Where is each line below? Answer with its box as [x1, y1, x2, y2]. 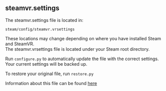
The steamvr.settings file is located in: [5, 17, 83, 23]
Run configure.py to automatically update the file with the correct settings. [5, 56, 159, 62]
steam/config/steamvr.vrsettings [5, 27, 75, 32]
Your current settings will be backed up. [5, 61, 87, 67]
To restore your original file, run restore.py [5, 71, 94, 77]
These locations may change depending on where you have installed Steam [5, 35, 161, 41]
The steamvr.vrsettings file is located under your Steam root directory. [5, 46, 150, 52]
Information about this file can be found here [5, 80, 97, 86]
